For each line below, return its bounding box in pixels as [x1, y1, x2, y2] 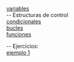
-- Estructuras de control [6, 12, 69, 18]
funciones [6, 31, 32, 38]
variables [6, 5, 29, 12]
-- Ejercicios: [6, 43, 39, 50]
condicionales [6, 18, 41, 25]
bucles [6, 24, 23, 32]
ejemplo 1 [6, 49, 30, 56]
